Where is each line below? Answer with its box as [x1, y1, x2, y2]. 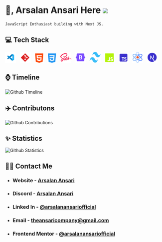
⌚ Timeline [5, 73, 40, 82]
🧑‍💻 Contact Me [5, 162, 53, 170]
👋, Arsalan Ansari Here [5, 4, 101, 16]
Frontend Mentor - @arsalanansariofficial [12, 231, 116, 238]
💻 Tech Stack [5, 36, 49, 44]
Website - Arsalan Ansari [12, 177, 75, 184]
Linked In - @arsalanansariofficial [12, 204, 96, 211]
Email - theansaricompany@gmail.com [12, 217, 109, 224]
